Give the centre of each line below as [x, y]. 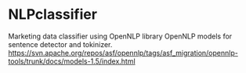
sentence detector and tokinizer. [60, 44]
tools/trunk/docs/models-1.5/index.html [72, 61]
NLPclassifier [53, 15]
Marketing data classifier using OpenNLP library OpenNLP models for [120, 36]
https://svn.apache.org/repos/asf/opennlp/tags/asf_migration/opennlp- [123, 53]
